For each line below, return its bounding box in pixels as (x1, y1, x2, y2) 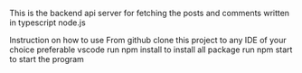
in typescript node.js (9, 17, 86, 28)
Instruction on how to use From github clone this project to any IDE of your (9, 35, 287, 45)
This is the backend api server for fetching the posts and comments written (9, 8, 290, 18)
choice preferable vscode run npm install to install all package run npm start (9, 44, 293, 55)
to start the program (9, 54, 84, 64)
